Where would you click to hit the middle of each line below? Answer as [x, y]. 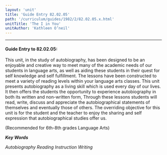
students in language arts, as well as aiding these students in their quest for [83, 71]
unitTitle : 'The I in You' [33, 24]
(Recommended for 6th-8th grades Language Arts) [57, 128]
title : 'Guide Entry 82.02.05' [38, 14]
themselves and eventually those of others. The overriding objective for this [83, 108]
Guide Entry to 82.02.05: [31, 49]
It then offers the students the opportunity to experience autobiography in [81, 92]
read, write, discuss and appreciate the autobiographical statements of [78, 102]
